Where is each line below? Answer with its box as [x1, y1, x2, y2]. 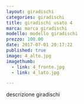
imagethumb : [6, 58, 35, 64]
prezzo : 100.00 [6, 36, 44, 42]
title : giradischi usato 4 [6, 20, 73, 26]
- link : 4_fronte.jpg [11, 64, 65, 70]
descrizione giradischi [6, 91, 60, 98]
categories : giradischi [6, 14, 65, 20]
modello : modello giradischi [6, 31, 78, 37]
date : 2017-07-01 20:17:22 [6, 42, 73, 48]
